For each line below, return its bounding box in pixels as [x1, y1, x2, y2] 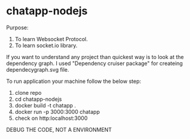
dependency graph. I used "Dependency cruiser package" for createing [6, 60, 183, 67]
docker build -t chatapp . [14, 101, 76, 109]
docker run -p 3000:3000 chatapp [14, 108, 100, 115]
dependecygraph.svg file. [6, 66, 70, 73]
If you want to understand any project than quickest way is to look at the [6, 53, 184, 60]
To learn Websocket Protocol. [14, 35, 88, 42]
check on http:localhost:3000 [14, 115, 88, 122]
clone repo [14, 89, 42, 96]
